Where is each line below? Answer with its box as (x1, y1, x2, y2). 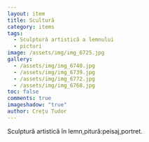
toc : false (7, 88, 39, 95)
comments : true (7, 95, 52, 102)
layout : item (7, 10, 45, 17)
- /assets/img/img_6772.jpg (13, 75, 96, 83)
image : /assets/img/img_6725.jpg (7, 50, 105, 57)
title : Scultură (7, 17, 55, 24)
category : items (7, 23, 55, 30)
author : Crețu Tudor (7, 108, 68, 115)
